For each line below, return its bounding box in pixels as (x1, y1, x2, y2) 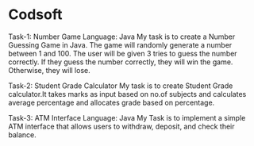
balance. (8, 129, 37, 140)
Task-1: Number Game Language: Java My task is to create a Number (8, 32, 236, 41)
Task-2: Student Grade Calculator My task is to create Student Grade (8, 81, 233, 90)
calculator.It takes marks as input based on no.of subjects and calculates (8, 89, 247, 98)
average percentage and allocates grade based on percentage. (8, 98, 215, 107)
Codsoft (8, 6, 63, 24)
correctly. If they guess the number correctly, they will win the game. (8, 57, 233, 67)
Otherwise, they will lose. (8, 65, 90, 75)
